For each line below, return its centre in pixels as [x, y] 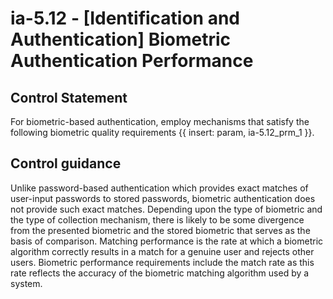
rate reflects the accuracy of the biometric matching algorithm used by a [160, 273]
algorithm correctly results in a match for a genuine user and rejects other [162, 251]
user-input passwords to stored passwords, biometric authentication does [163, 198]
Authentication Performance [132, 61]
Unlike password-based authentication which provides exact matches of [159, 188]
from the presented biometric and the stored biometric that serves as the [160, 230]
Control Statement [69, 97]
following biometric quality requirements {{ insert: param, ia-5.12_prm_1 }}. [162, 132]
